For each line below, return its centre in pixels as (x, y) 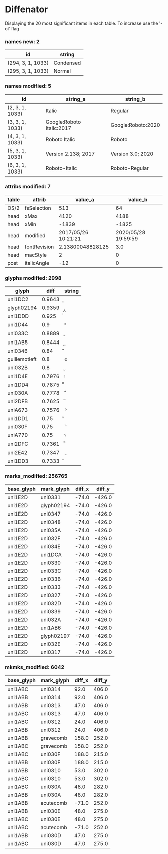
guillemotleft (22, 359)
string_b (135, 99)
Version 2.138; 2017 (70, 154)
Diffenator (27, 9)
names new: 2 (22, 41)
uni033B (51, 579)
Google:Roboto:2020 (135, 125)
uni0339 (51, 612)
